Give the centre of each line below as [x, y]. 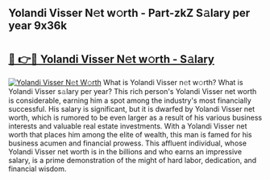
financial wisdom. [37, 169]
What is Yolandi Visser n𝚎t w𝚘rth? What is [173, 82]
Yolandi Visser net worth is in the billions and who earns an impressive [125, 151]
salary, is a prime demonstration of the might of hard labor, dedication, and [133, 160]
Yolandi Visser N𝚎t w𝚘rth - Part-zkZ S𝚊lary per [129, 13]
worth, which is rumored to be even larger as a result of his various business [135, 117]
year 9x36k [37, 26]
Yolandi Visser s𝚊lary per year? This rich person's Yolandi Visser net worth [133, 91]
